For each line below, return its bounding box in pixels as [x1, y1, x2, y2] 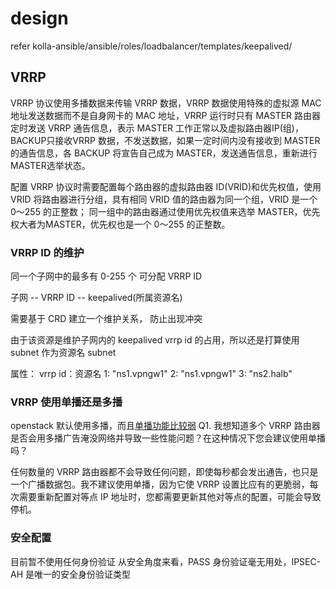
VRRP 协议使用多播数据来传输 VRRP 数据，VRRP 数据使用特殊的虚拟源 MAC [10, 97, 322, 109]
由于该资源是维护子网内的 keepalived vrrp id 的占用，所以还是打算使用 [10, 334, 300, 346]
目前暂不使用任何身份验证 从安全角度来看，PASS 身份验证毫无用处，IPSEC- [10, 555, 322, 567]
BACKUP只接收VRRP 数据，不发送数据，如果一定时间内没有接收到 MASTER [10, 134, 321, 146]
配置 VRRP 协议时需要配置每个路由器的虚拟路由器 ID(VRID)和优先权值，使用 [10, 180, 322, 192]
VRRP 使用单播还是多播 [10, 395, 123, 409]
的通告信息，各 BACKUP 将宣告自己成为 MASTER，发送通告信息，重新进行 [10, 147, 318, 159]
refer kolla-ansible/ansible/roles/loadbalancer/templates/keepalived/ [10, 40, 293, 52]
